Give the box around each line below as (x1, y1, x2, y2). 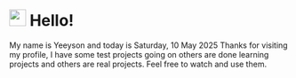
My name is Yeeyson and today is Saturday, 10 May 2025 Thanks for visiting (9, 40, 288, 51)
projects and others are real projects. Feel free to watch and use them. (9, 58, 268, 69)
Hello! (29, 11, 75, 31)
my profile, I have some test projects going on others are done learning (9, 49, 269, 59)
